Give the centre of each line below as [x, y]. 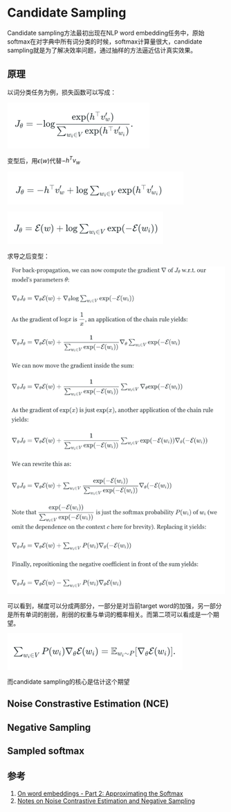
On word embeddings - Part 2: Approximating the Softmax [100, 793]
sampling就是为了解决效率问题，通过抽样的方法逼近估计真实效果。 [102, 50]
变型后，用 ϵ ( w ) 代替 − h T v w [44, 161]
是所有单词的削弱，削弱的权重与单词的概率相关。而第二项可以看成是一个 [110, 614]
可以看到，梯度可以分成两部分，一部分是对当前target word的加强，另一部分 [115, 605]
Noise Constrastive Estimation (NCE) [88, 704]
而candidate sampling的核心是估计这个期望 [68, 682]
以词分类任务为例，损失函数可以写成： [62, 92]
